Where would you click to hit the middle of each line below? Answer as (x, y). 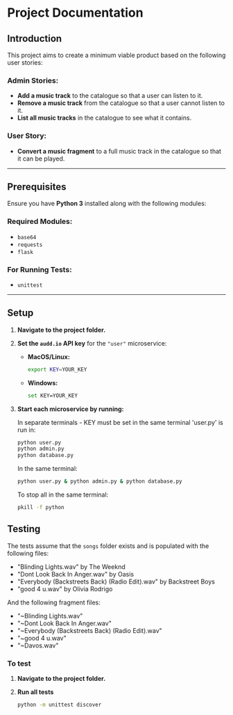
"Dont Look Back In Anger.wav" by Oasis (75, 574)
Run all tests (35, 692)
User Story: (27, 136)
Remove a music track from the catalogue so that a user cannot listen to (121, 103)
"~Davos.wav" (38, 645)
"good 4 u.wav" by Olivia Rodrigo (65, 588)
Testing (24, 529)
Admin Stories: (33, 80)
